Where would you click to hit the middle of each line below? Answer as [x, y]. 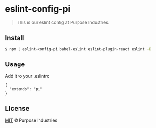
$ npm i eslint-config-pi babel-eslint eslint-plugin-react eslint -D [78, 49]
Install [15, 38]
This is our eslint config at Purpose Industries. [63, 22]
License [17, 108]
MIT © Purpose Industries [31, 120]
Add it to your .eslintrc [27, 76]
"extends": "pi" [26, 89]
